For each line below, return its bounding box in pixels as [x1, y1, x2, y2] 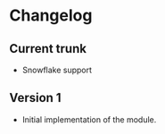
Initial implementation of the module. [21, 113, 157, 125]
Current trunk [9, 41, 87, 56]
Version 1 [9, 90, 62, 105]
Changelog [9, 5, 93, 26]
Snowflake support [21, 64, 92, 75]
